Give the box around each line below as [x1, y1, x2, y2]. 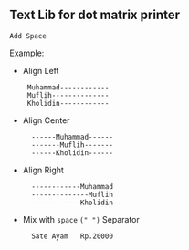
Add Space [9, 31, 47, 40]
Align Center [22, 114, 70, 126]
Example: [9, 47, 45, 58]
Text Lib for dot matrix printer [9, 7, 181, 23]
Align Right [22, 164, 64, 175]
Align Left [22, 65, 59, 76]
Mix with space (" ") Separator [22, 214, 140, 224]
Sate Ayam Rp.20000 [31, 232, 114, 241]
